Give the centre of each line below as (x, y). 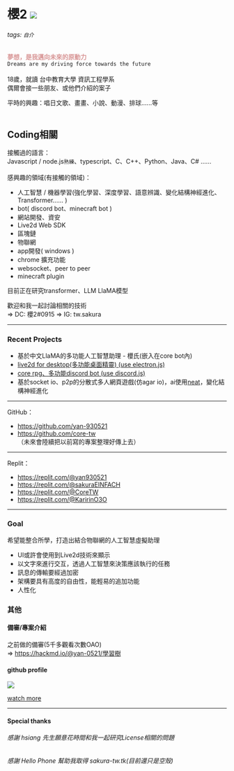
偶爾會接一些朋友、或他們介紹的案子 (59, 88)
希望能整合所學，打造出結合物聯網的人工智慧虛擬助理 (84, 540)
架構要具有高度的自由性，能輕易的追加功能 (78, 581)
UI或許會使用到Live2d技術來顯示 (64, 555)
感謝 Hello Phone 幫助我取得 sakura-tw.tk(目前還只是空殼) (91, 761)
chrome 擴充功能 (41, 260)
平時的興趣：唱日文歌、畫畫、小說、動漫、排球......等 (83, 103)
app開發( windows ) (46, 251)
